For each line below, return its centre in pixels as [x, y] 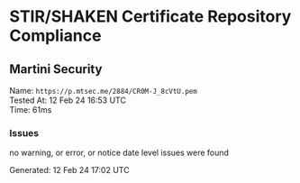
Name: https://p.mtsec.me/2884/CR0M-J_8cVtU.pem [104, 91]
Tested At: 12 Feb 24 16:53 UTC [68, 100]
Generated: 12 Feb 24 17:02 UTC [69, 170]
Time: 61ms [31, 110]
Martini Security [56, 69]
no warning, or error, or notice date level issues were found [119, 153]
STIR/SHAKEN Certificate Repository [150, 17]
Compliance [55, 36]
